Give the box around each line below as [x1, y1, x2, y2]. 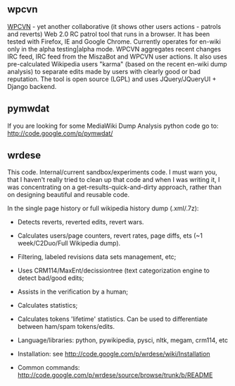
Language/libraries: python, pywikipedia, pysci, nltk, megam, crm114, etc [17, 336, 229, 344]
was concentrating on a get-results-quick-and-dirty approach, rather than [7, 183, 222, 191]
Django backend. [7, 82, 57, 90]
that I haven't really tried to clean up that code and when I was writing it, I [7, 176, 220, 184]
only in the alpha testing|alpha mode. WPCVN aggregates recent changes [7, 44, 222, 53]
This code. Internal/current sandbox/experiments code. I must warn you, [7, 168, 218, 176]
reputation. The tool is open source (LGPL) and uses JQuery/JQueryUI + [7, 75, 217, 83]
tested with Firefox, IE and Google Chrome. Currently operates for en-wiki [7, 37, 222, 46]
